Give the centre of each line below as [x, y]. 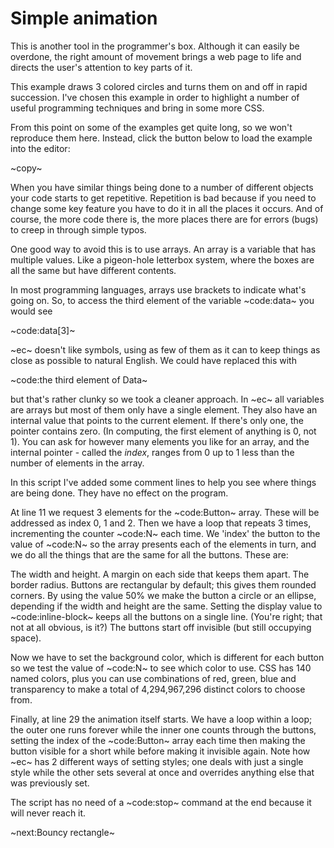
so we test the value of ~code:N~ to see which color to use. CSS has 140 [161, 668]
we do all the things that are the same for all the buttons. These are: [149, 554]
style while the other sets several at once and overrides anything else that [162, 772]
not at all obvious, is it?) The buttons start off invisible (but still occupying [161, 627]
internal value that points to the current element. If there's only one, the [157, 420]
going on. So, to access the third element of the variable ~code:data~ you [162, 300]
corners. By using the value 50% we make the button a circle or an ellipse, [163, 595]
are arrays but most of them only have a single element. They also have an [164, 409]
